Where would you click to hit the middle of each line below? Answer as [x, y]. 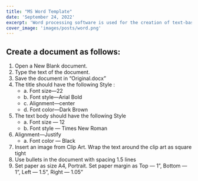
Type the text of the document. [52, 72]
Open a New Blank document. [51, 66]
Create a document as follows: [63, 51]
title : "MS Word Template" [39, 11]
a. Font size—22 [43, 91]
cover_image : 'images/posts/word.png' [54, 28]
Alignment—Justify [38, 135]
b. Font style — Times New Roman [65, 128]
